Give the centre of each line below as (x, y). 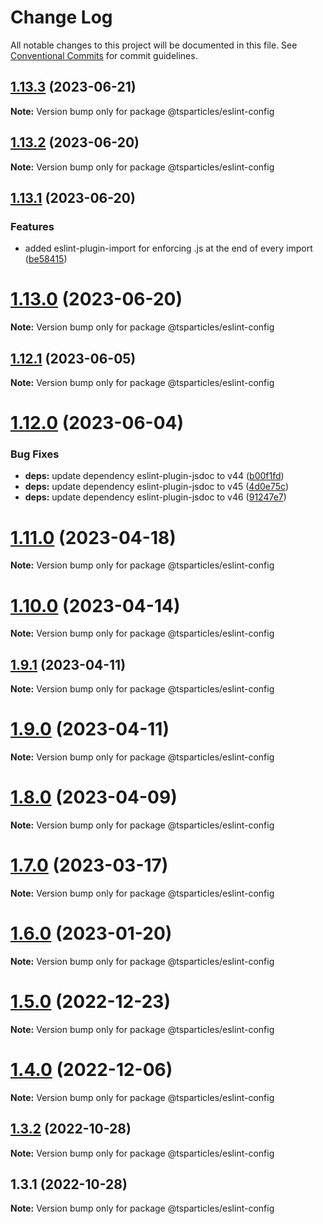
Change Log (61, 17)
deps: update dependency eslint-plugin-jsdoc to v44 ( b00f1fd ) (154, 476)
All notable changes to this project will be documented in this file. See (154, 45)
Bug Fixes (35, 454)
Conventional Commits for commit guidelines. (104, 55)
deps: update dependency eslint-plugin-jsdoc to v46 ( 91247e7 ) (155, 497)
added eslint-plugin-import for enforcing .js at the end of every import (168, 248)
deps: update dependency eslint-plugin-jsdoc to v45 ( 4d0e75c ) (157, 487)
